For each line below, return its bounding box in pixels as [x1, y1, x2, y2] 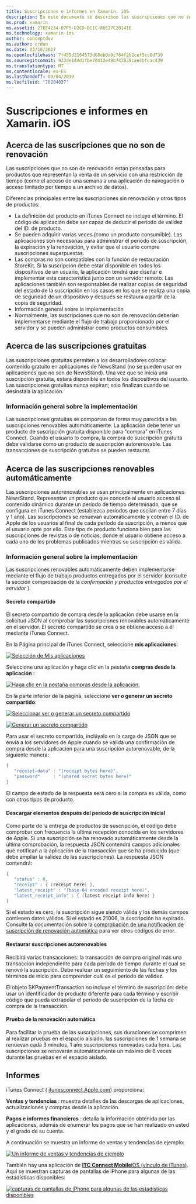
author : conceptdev [6, 36, 54, 42]
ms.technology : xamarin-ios [6, 30, 75, 36]
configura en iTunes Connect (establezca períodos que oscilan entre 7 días [6, 507, 187, 514]
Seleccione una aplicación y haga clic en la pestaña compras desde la [6, 663, 176, 670]
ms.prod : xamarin [6, 19, 48, 25]
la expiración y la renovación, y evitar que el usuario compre [14, 243, 160, 250]
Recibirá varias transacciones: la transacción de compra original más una [6, 954, 182, 961]
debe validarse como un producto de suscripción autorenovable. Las [6, 441, 171, 448]
